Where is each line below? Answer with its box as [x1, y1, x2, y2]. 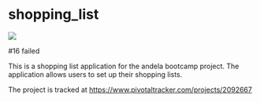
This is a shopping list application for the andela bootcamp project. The [8, 61, 240, 71]
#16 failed [8, 46, 40, 56]
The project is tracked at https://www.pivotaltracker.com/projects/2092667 [8, 85, 252, 94]
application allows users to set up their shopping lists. [8, 69, 183, 79]
